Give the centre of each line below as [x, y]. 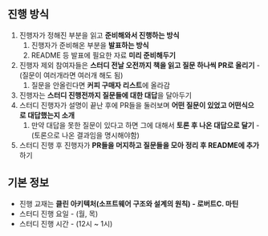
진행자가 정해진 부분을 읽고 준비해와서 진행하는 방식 [99, 35]
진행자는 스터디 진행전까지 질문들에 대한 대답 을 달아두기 [105, 95]
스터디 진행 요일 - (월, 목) [59, 214]
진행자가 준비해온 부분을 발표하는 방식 [90, 45]
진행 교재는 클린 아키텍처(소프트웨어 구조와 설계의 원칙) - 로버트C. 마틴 [129, 203]
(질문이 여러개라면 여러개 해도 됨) [71, 75]
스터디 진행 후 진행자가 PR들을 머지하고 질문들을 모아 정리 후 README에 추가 [139, 145]
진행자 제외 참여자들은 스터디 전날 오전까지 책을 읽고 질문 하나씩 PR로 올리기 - [139, 65]
